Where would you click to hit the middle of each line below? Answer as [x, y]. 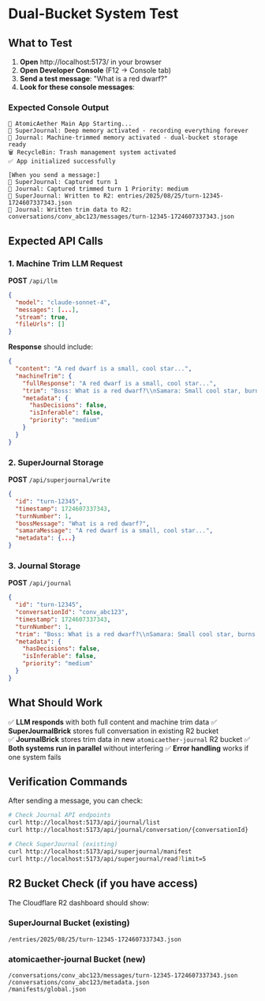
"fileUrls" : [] [40, 325]
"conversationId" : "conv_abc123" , [72, 612]
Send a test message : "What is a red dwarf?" [93, 79]
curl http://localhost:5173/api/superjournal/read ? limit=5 [107, 859]
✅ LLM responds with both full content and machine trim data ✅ [113, 722]
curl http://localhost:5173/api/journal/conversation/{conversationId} [128, 830]
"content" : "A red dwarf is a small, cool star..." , [104, 369]
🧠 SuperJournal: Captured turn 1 [63, 183]
